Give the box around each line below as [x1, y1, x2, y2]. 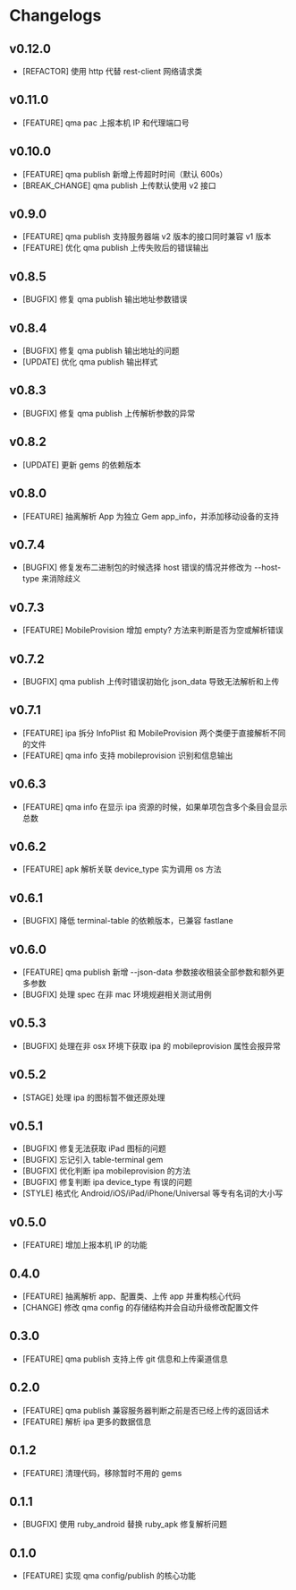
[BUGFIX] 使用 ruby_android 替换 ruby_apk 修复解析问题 [21, 1519, 228, 1530]
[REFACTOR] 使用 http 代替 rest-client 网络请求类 [21, 66, 203, 76]
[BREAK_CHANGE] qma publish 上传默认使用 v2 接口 [21, 180, 216, 191]
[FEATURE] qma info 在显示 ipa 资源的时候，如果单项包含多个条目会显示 [21, 801, 288, 812]
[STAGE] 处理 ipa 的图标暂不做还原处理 [21, 1092, 165, 1103]
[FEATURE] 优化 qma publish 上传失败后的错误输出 [21, 243, 209, 254]
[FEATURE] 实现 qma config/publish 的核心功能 [21, 1570, 197, 1581]
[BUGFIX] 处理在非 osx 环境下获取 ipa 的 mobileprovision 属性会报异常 [21, 1040, 282, 1051]
